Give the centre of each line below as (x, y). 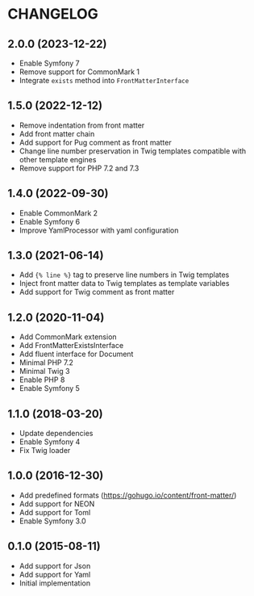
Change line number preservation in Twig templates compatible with (133, 151)
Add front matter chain (57, 133)
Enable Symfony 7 (49, 63)
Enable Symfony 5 (49, 388)
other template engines (58, 159)
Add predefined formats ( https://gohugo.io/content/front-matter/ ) (128, 495)
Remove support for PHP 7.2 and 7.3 (79, 168)
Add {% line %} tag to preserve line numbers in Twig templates (124, 275)
